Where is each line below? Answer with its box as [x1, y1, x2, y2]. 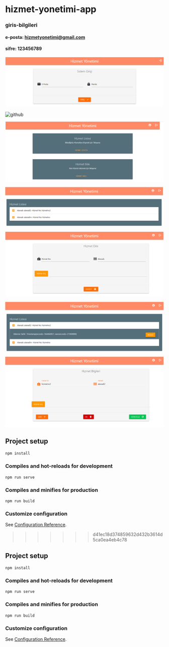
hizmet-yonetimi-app [5, 4, 97, 15]
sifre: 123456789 [5, 45, 42, 52]
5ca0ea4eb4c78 [93, 537, 127, 543]
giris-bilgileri [5, 22, 38, 29]
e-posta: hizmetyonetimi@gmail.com [5, 34, 86, 40]
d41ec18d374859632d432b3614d [93, 531, 163, 537]
